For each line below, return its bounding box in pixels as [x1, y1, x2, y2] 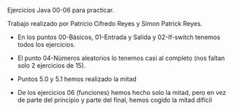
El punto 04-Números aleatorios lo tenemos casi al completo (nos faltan [17, 54, 225, 62]
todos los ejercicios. [17, 40, 76, 48]
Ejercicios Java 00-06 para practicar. [7, 6, 115, 14]
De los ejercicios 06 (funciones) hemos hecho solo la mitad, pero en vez [17, 89, 226, 96]
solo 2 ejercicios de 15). [17, 61, 86, 69]
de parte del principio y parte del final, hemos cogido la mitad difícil [17, 96, 212, 104]
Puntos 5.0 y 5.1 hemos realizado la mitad [17, 75, 136, 83]
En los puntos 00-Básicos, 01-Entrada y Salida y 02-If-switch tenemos [17, 33, 220, 41]
